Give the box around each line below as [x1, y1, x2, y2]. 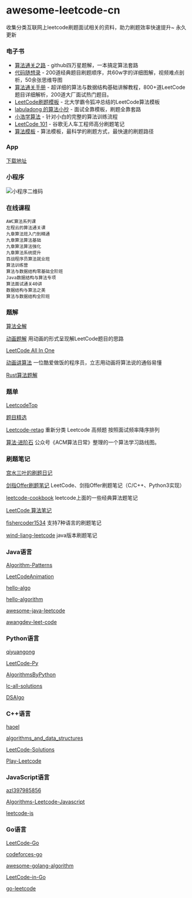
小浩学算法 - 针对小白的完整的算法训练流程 [14, 113, 119, 121]
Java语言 [6, 548, 32, 556]
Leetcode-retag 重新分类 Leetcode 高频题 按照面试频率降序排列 [6, 426, 160, 433]
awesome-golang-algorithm [6, 862, 74, 869]
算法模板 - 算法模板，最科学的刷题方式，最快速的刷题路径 [14, 128, 154, 135]
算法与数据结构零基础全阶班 [6, 269, 63, 275]
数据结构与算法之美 [6, 288, 46, 293]
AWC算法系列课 [6, 219, 36, 225]
